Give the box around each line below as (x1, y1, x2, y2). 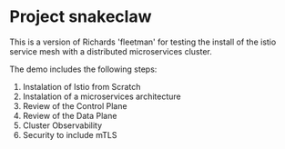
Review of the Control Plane (22, 100, 127, 111)
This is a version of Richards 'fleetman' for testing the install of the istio (9, 36, 277, 47)
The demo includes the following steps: (9, 64, 158, 74)
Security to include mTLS (22, 129, 117, 140)
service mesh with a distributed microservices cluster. (9, 45, 212, 56)
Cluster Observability (22, 120, 103, 131)
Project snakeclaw (9, 6, 152, 27)
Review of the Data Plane (22, 110, 117, 121)
